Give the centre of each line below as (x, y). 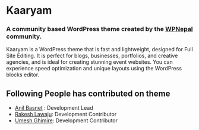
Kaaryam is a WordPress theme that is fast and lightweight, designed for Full (99, 49)
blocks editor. (23, 75)
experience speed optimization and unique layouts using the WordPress (94, 69)
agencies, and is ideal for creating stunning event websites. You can (90, 62)
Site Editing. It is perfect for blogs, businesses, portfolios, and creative (92, 56)
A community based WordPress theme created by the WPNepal (99, 29)
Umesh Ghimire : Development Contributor (66, 120)
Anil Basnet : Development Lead (54, 108)
